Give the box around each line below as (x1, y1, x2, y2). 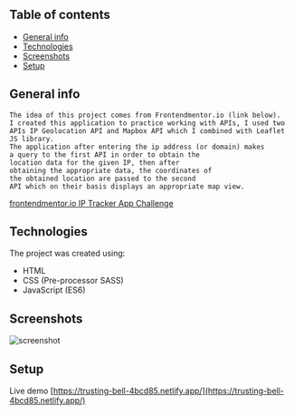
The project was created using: (9, 248, 126, 259)
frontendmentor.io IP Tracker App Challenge (9, 198, 174, 208)
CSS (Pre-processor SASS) (22, 275, 124, 286)
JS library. (9, 134, 54, 143)
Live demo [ (9, 385, 54, 397)
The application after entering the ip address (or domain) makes (9, 142, 265, 151)
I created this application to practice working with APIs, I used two (9, 118, 285, 128)
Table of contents (9, 7, 110, 23)
